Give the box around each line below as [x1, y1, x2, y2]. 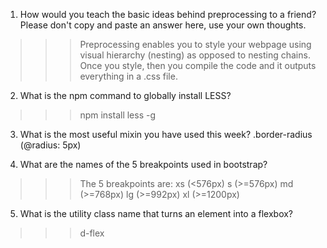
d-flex [79, 227, 105, 239]
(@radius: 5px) [19, 139, 82, 151]
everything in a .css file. [79, 70, 178, 82]
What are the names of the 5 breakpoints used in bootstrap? [19, 159, 268, 170]
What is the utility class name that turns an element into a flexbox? [19, 208, 294, 219]
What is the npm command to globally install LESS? [19, 90, 232, 101]
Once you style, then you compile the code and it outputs [79, 60, 317, 71]
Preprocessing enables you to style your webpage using [79, 39, 312, 50]
